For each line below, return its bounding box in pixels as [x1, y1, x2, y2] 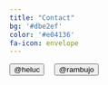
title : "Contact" [9, 13, 75, 23]
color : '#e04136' [9, 30, 75, 39]
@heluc [14, 65, 41, 75]
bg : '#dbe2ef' [9, 22, 64, 31]
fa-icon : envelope [9, 38, 79, 48]
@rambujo [58, 65, 95, 75]
